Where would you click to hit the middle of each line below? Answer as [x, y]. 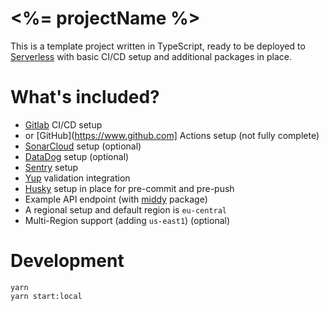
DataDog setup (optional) [77, 156]
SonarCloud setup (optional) [83, 146]
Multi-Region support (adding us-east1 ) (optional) [127, 220]
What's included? [85, 97]
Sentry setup [51, 167]
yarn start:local [46, 296]
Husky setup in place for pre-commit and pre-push [129, 188]
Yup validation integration [77, 178]
